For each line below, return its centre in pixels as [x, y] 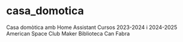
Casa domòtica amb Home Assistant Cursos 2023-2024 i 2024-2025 [92, 27]
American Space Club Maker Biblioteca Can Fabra [68, 33]
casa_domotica [45, 11]
